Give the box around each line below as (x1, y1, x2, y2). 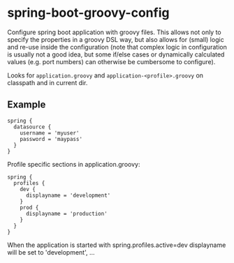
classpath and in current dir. (7, 78, 88, 87)
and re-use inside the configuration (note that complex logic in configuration (7, 43, 227, 51)
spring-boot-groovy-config (7, 5, 170, 21)
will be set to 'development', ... (7, 248, 96, 256)
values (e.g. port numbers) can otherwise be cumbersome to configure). (7, 57, 216, 66)
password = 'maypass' (20, 135, 82, 142)
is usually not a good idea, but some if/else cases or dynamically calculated (7, 50, 225, 59)
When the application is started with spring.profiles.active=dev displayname (7, 241, 226, 249)
